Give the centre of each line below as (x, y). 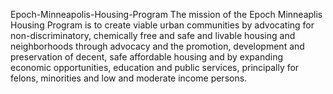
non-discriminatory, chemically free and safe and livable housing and (153, 35)
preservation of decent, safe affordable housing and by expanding (147, 57)
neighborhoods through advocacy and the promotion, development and (157, 46)
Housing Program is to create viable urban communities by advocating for (162, 25)
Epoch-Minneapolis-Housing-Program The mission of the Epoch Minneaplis (166, 14)
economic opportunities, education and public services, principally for (155, 67)
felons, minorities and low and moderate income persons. (129, 78)
